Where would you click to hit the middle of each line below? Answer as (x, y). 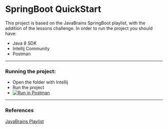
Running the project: (30, 71)
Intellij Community (31, 48)
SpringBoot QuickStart (53, 9)
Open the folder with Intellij (40, 82)
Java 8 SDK (24, 43)
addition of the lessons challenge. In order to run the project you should (79, 28)
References (19, 111)
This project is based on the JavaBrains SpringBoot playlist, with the (75, 23)
